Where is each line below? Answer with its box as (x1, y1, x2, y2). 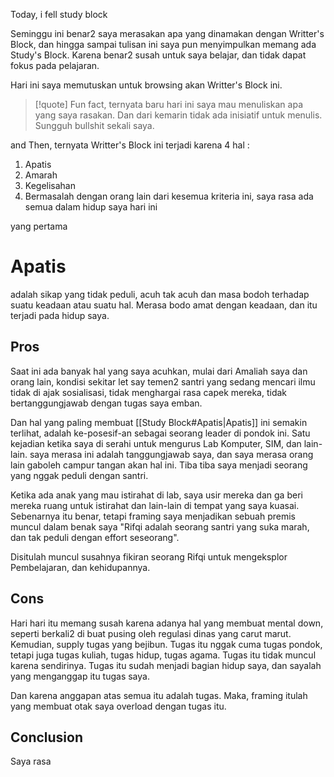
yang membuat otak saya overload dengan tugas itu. (10, 700, 227, 712)
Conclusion (10, 729, 84, 746)
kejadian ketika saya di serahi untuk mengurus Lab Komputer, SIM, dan (10, 437, 302, 449)
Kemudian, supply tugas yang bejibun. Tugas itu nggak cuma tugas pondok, (10, 638, 323, 650)
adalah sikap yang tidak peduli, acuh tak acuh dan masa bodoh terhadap (10, 288, 310, 300)
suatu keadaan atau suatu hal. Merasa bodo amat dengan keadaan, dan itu (10, 299, 318, 311)
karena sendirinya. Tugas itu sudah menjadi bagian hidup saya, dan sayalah (10, 659, 322, 671)
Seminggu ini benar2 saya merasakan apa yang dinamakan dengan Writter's (10, 28, 325, 39)
